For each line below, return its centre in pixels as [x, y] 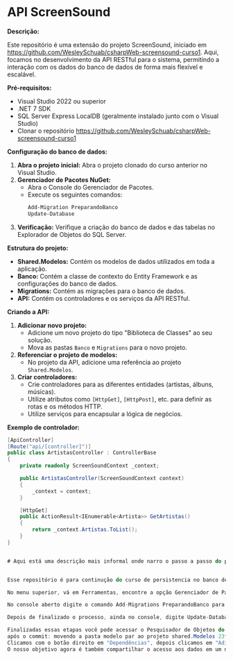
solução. [40, 340]
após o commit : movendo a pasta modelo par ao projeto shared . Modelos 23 [116, 636]
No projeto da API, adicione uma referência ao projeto [104, 362]
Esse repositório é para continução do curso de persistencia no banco [113, 580]
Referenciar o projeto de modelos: [67, 354]
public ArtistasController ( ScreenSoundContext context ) [102, 479]
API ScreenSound [59, 12]
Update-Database [51, 214]
